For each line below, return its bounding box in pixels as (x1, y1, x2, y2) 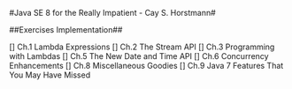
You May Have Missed (9, 70, 91, 80)
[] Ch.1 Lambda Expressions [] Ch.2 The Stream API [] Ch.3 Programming (9, 41, 275, 52)
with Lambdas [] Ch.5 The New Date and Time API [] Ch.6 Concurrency (9, 51, 269, 61)
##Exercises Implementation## (9, 25, 123, 34)
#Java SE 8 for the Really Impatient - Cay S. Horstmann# (9, 8, 217, 18)
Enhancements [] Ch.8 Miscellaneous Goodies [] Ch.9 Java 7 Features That (9, 61, 284, 70)
